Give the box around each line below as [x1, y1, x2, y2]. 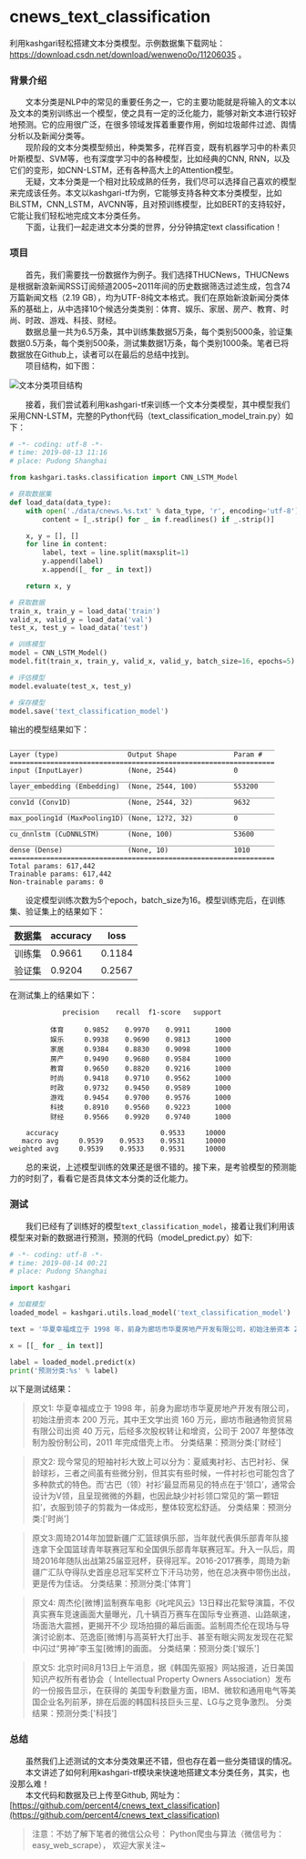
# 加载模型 [9, 1300, 46, 1309]
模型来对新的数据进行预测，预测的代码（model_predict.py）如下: [9, 1232, 253, 1243]
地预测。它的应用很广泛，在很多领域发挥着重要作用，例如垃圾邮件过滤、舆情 [9, 119, 297, 130]
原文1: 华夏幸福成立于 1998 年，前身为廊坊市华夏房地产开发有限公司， [31, 1403, 294, 1414]
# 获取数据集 [9, 490, 52, 499]
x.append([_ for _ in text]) [42, 565, 153, 574]
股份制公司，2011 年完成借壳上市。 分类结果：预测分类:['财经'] [47, 1437, 282, 1448]
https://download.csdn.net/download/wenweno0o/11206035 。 [9, 48, 247, 60]
